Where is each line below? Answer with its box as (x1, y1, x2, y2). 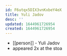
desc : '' (5, 17, 24, 22)
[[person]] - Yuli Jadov (12, 40, 60, 46)
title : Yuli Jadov (5, 12, 44, 17)
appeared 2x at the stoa (12, 45, 62, 51)
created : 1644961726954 (5, 26, 55, 31)
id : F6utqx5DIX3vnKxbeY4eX (5, 7, 62, 13)
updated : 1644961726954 (5, 21, 55, 27)
